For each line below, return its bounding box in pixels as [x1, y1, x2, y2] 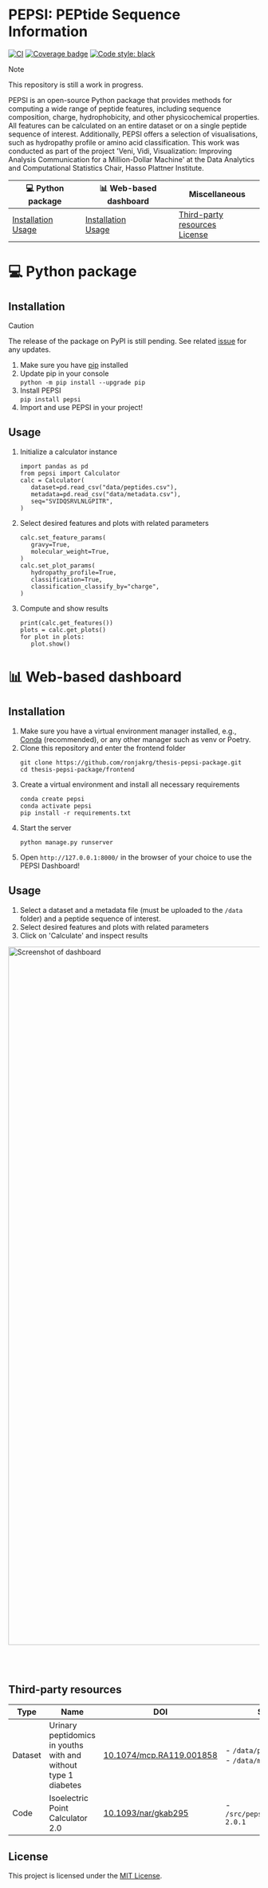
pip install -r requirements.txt [19, 808, 132, 817]
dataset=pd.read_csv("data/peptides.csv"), [30, 483, 178, 492]
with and [49, 1750, 82, 1761]
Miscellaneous [188, 189, 246, 200]
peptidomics [49, 1730, 96, 1741]
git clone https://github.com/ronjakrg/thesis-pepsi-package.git [19, 758, 242, 767]
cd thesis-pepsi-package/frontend [19, 765, 135, 773]
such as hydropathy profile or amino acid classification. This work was [8, 137, 240, 147]
